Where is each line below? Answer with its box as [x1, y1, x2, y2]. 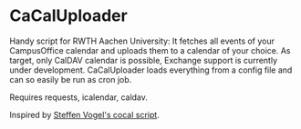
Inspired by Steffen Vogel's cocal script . [9, 109, 160, 120]
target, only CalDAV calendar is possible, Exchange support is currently [9, 55, 278, 65]
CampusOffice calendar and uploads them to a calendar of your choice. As [9, 45, 291, 55]
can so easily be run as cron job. [9, 74, 132, 84]
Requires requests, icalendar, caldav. [9, 92, 149, 103]
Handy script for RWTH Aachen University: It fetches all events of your [9, 35, 275, 46]
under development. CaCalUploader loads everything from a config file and [9, 64, 293, 75]
